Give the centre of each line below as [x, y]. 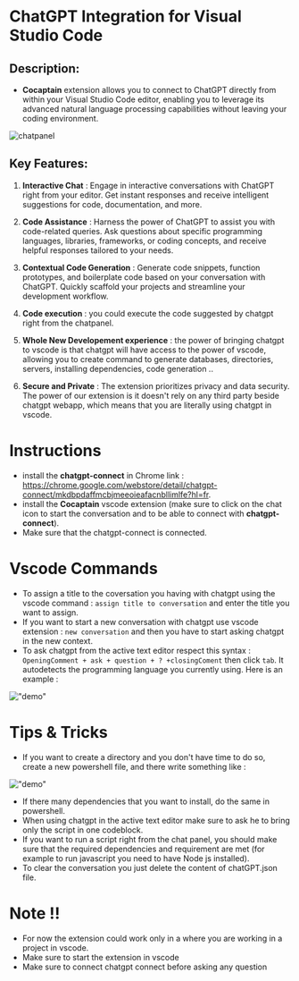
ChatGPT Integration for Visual [126, 17]
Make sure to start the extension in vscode [101, 957]
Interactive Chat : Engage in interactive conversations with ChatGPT [148, 185]
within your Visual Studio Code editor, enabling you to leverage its [143, 99]
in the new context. [58, 640]
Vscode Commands [83, 568]
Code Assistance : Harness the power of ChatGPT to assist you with [148, 222]
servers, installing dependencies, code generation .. [118, 368]
